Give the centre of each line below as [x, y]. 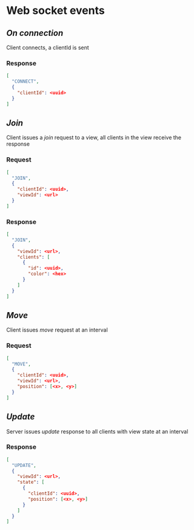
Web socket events [55, 11]
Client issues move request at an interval [57, 330]
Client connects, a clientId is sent [48, 47]
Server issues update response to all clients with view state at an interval [97, 431]
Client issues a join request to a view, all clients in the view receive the [94, 138]
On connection [35, 33]
